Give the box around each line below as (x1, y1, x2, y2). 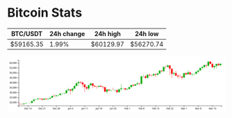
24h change (49, 30, 85, 38)
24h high (94, 30, 122, 38)
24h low (134, 30, 159, 38)
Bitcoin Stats (7, 5, 83, 21)
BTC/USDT (11, 30, 43, 38)
